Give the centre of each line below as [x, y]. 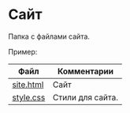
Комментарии [86, 71]
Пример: [23, 51]
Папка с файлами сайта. [49, 36]
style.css [29, 97]
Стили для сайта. [85, 97]
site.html [28, 85]
